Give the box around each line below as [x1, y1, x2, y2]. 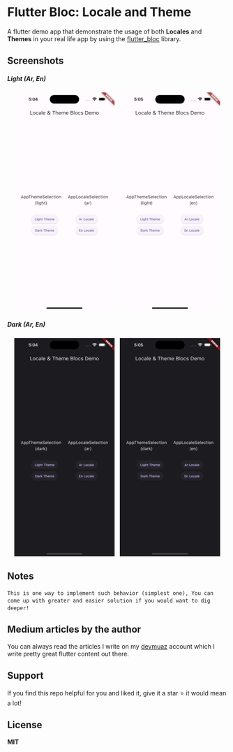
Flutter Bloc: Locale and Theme [7, 4, 192, 20]
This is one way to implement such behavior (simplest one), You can [7, 590, 214, 597]
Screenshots [7, 55, 64, 67]
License [7, 719, 43, 731]
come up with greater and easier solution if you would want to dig [7, 598, 211, 605]
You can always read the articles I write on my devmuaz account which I [7, 642, 215, 650]
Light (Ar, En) [7, 74, 47, 82]
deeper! [7, 605, 30, 612]
